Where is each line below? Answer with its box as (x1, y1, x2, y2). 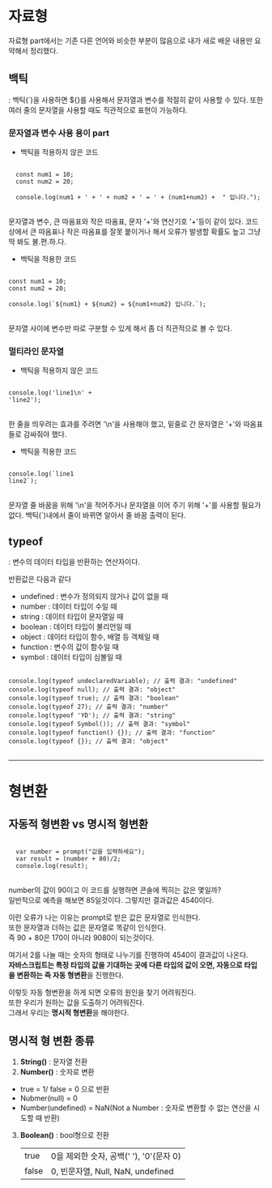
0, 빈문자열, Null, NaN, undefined (51, 1165, 174, 1177)
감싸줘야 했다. (23, 429, 67, 439)
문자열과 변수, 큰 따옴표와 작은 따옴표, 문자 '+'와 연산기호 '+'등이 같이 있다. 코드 (8, 216, 259, 227)
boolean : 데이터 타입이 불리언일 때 (19, 622, 132, 632)
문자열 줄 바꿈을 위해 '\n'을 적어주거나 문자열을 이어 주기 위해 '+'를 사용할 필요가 (8, 500, 261, 511)
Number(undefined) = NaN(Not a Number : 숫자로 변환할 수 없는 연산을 (19, 1103, 252, 1113)
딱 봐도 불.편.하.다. (8, 237, 67, 247)
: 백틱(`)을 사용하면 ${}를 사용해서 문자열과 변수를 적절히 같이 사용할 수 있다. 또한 (8, 95, 264, 105)
